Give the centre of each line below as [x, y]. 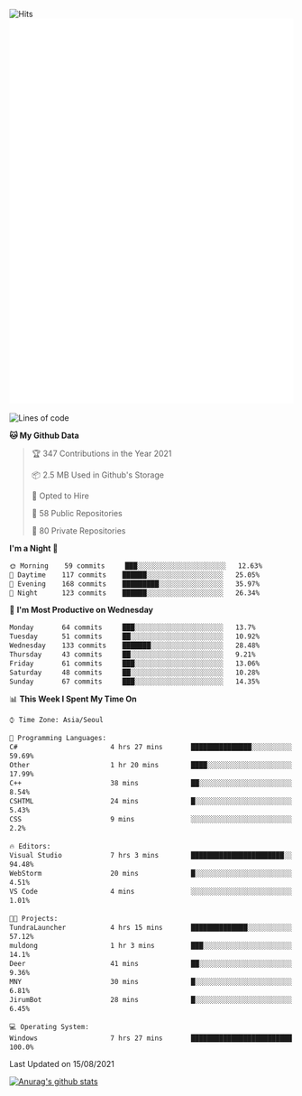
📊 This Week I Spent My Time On [73, 699]
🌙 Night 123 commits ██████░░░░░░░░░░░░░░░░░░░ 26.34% [134, 593]
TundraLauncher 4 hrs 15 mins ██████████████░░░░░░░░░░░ [151, 927]
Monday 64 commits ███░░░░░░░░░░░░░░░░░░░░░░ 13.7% [133, 627]
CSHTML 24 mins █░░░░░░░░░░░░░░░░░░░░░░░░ [151, 801]
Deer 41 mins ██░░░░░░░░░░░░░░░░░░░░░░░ [151, 963]
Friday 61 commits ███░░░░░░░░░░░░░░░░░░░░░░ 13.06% [134, 664]
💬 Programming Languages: [58, 738]
